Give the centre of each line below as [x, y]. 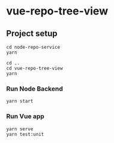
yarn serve [20, 129]
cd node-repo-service [33, 47]
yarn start [20, 101]
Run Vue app [25, 116]
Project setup [32, 33]
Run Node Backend [34, 89]
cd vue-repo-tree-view [34, 68]
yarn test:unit [25, 134]
